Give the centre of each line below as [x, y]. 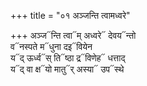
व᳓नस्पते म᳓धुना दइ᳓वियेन [51, 46]
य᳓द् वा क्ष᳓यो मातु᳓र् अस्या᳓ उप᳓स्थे [67, 69]
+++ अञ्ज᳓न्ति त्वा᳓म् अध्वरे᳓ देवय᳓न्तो [73, 35]
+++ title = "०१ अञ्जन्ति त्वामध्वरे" [70, 15]
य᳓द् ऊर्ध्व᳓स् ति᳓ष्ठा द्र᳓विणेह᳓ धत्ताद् [68, 58]
